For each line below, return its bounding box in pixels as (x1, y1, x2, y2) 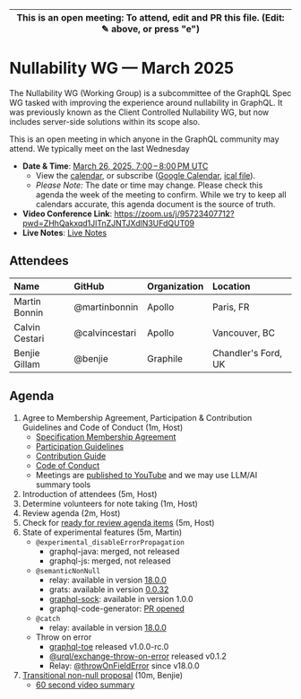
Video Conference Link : (21, 208, 113, 219)
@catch (35, 614, 61, 623)
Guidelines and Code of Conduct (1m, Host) (21, 422, 184, 433)
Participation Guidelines (35, 441, 124, 451)
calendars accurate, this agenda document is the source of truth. (35, 198, 276, 209)
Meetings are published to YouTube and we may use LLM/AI (35, 469, 258, 480)
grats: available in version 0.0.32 (48, 583, 169, 595)
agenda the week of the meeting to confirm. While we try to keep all (35, 188, 287, 200)
